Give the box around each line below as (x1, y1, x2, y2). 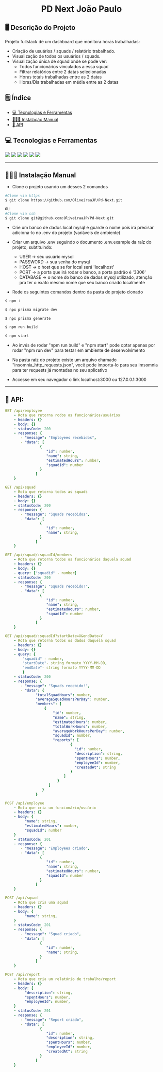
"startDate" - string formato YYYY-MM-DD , (22, 661, 108, 666)
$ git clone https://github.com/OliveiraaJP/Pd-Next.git (5, 198, 123, 203)
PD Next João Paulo (41, 3, 122, 15)
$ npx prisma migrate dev (5, 307, 57, 312)
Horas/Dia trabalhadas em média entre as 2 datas (19, 79, 119, 85)
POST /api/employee (5, 800, 45, 806)
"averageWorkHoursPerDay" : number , (52, 728, 125, 733)
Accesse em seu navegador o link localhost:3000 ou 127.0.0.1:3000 (12, 377, 147, 382)
